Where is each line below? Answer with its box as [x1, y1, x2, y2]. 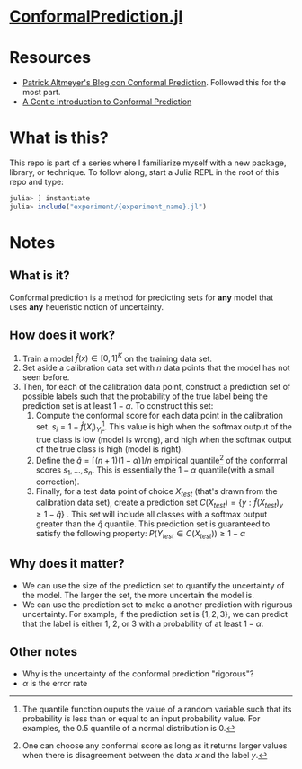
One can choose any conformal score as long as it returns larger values [22, 739, 288, 751]
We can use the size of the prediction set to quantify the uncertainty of [22, 579, 285, 590]
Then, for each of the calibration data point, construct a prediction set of [22, 382, 291, 393]
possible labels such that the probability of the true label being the [22, 391, 268, 402]
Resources [9, 48, 92, 68]
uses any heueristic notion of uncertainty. [9, 301, 164, 312]
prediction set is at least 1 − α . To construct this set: [22, 401, 214, 411]
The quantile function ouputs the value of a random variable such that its [22, 703, 292, 714]
